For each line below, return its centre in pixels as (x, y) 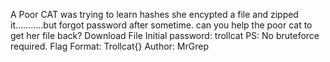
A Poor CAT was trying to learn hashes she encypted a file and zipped (154, 14)
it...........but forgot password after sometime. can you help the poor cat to (161, 25)
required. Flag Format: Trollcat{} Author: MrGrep (109, 46)
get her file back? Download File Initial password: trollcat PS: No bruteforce (165, 35)
